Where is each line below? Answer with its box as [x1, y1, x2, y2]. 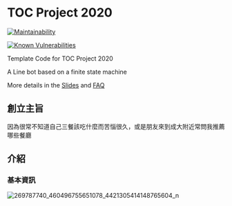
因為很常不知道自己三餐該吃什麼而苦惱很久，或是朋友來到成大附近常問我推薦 [7, 122, 225, 130]
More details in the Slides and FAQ [7, 81, 105, 89]
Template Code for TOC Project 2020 [7, 54, 114, 63]
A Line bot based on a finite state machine [7, 68, 128, 76]
